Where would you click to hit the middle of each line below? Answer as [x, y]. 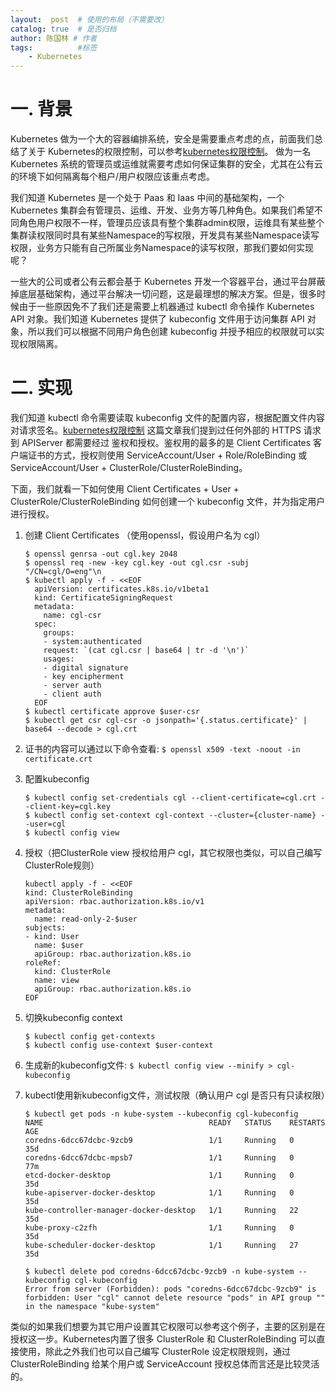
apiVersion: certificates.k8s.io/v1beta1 [122, 589]
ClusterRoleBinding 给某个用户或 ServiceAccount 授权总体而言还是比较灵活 [165, 1364]
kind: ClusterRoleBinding [78, 893]
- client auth [72, 694]
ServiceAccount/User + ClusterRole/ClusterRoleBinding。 [129, 467]
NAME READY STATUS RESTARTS [175, 1123]
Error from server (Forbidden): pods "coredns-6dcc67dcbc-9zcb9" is [170, 1289]
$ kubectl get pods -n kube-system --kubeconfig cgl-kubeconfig [161, 1114]
